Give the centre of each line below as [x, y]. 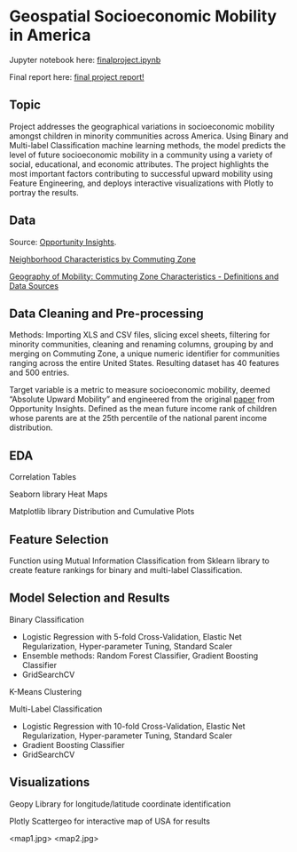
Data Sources [34, 285]
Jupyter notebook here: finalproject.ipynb [85, 60]
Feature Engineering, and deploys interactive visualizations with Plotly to [141, 183]
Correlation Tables [43, 477]
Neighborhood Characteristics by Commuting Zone [103, 259]
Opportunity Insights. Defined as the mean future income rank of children [143, 409]
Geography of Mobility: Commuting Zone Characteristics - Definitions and [144, 276]
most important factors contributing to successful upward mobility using [141, 173]
